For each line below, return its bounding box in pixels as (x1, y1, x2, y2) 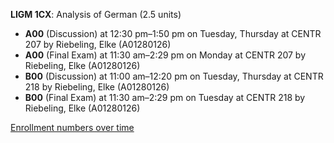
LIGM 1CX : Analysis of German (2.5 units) (10, 9, 182, 20)
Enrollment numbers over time (10, 122, 135, 133)
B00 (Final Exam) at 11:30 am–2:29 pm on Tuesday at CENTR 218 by (24, 92, 306, 103)
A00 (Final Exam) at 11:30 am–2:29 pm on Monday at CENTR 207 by (24, 49, 306, 61)
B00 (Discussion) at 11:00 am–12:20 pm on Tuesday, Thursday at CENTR (24, 70, 324, 82)
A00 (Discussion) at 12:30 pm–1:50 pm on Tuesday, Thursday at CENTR (24, 28, 322, 39)
